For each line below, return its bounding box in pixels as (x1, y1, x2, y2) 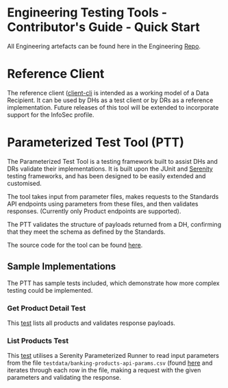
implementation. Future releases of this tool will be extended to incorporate (7, 103, 219, 111)
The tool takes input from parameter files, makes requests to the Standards (7, 192, 219, 200)
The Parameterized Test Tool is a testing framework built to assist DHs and (7, 157, 218, 165)
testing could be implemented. (7, 286, 93, 294)
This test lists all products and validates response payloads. (7, 319, 176, 327)
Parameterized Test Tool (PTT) (7, 135, 185, 150)
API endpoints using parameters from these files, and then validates (7, 199, 199, 208)
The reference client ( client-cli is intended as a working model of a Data (7, 88, 210, 97)
